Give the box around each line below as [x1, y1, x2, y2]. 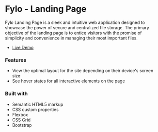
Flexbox [12, 112, 28, 117]
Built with [5, 90, 28, 97]
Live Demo [12, 44, 34, 50]
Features [5, 57, 27, 63]
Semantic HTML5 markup [12, 101, 63, 107]
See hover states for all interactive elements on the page [12, 78, 125, 84]
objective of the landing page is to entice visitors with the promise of [5, 30, 142, 36]
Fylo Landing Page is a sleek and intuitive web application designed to [5, 19, 145, 25]
